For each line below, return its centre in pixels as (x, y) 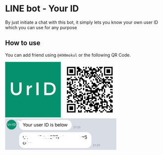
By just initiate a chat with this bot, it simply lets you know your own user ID (82, 22)
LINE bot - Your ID (42, 9)
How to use (23, 43)
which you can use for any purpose (41, 27)
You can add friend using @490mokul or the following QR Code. (68, 55)
